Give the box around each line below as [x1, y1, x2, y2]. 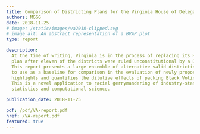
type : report [6, 36, 39, 42]
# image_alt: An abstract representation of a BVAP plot [6, 31, 151, 37]
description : [6, 47, 39, 54]
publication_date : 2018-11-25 [6, 96, 82, 103]
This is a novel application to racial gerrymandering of [11, 80, 159, 86]
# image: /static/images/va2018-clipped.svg [6, 25, 118, 32]
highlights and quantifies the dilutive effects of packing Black [11, 75, 180, 81]
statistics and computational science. [11, 86, 111, 92]
